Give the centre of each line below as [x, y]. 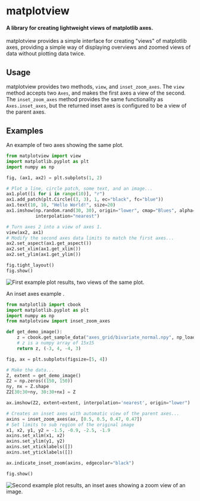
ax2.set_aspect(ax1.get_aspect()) [49, 243]
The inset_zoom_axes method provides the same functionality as [85, 99]
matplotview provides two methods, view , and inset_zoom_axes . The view [95, 87]
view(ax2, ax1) [25, 232]
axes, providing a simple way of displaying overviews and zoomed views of [99, 47]
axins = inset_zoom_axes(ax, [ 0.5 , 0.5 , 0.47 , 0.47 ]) [74, 419]
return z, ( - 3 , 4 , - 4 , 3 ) [49, 348]
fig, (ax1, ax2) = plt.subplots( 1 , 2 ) [54, 178]
